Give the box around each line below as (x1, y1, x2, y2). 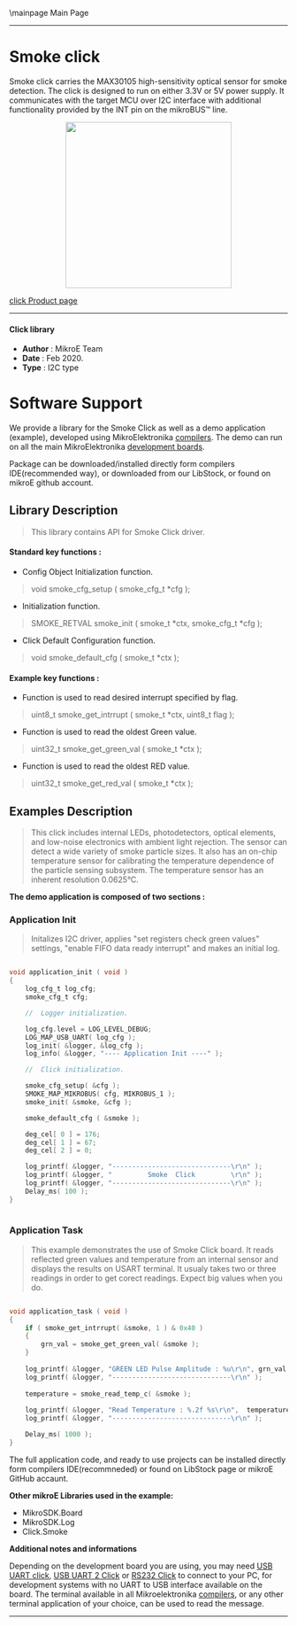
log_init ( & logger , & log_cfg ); (25, 1041, 144, 1050)
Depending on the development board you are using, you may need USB (9, 1560, 273, 1571)
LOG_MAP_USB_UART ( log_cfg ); (25, 1033, 137, 1041)
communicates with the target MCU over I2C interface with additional (9, 95, 262, 105)
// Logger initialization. (25, 1009, 128, 1018)
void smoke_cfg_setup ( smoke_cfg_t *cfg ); (30, 584, 191, 594)
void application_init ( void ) (9, 968, 128, 977)
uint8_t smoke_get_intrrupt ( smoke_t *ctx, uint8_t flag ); (30, 709, 235, 720)
